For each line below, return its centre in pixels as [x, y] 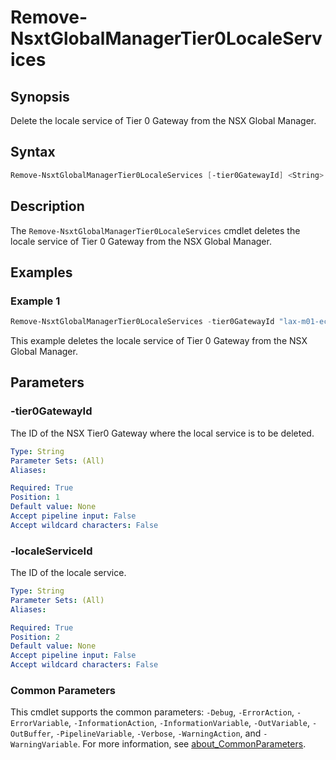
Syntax [33, 152]
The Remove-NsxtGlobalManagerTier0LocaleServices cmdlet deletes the [155, 230]
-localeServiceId [51, 551]
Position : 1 [35, 497]
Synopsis [40, 96]
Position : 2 [35, 637]
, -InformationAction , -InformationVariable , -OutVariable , [189, 723]
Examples [41, 272]
